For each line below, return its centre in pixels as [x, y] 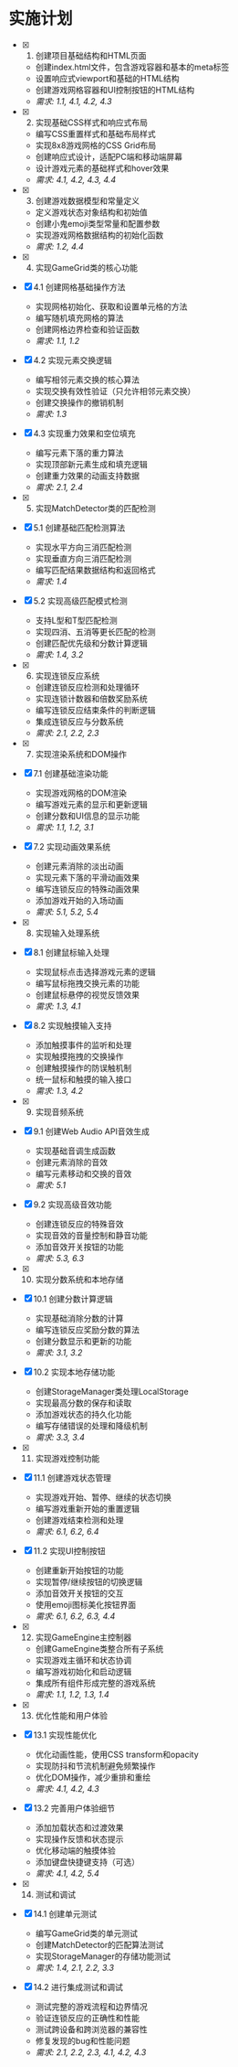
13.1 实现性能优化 [65, 1735]
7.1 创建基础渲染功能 [71, 773]
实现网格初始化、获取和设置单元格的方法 [111, 306]
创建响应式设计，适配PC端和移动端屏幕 [109, 156]
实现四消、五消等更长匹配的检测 [95, 631]
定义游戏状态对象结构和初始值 [91, 212]
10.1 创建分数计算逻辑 [73, 1299]
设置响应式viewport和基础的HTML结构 [107, 78]
